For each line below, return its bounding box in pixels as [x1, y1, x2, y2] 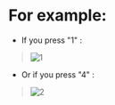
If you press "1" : [21, 35, 83, 45]
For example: [8, 5, 108, 26]
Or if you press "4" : [21, 69, 95, 80]
